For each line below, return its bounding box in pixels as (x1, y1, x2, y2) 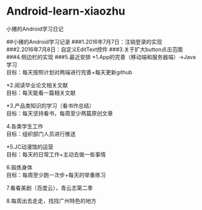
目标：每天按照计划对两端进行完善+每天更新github (6, 68, 133, 75)
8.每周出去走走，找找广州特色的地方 (6, 197, 97, 205)
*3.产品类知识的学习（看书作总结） (6, 102, 95, 109)
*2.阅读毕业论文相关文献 (6, 81, 68, 89)
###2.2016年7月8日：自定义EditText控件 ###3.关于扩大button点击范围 (6, 46, 183, 53)
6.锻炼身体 (6, 163, 33, 171)
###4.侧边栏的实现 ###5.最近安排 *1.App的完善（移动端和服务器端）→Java (6, 53, 196, 60)
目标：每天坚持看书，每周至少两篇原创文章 (6, 110, 113, 117)
